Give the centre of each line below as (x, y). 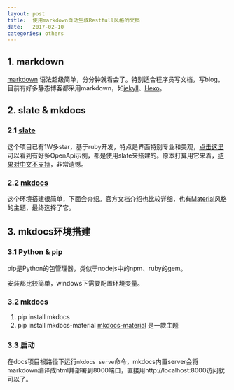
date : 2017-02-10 (36, 27)
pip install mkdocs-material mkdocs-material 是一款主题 (98, 326)
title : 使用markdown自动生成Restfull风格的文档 (74, 20)
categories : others (36, 33)
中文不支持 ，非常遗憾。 (53, 164)
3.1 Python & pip (35, 252)
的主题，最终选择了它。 (41, 208)
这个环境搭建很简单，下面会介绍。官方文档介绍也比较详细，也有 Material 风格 (117, 199)
